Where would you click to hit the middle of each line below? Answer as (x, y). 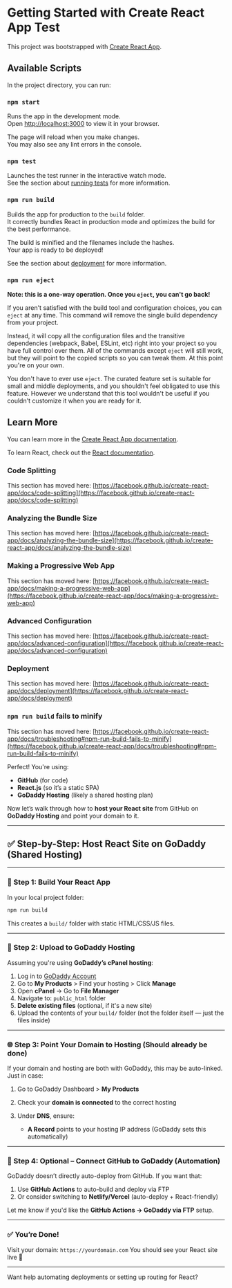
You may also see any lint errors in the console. (74, 145)
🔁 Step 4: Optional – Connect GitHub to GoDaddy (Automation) (114, 1161)
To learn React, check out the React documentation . (81, 452)
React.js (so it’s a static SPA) (58, 787)
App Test (33, 27)
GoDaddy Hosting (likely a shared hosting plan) (85, 795)
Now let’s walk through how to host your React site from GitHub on (103, 808)
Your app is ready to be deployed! (55, 250)
